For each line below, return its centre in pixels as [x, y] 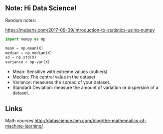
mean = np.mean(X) [24, 48]
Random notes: [21, 20]
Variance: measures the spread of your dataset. [61, 82]
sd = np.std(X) [21, 57]
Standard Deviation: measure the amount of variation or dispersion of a [85, 87]
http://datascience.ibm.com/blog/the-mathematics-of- [90, 120]
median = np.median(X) [29, 53]
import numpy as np [25, 39]
